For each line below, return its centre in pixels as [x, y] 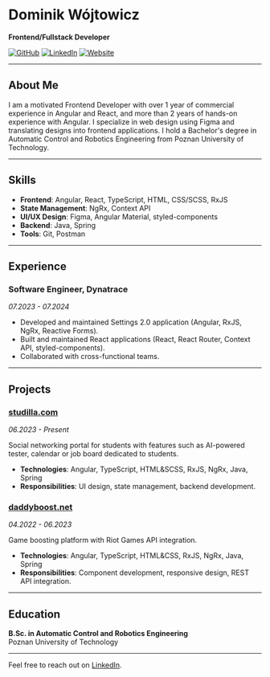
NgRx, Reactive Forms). [59, 331]
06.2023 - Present [39, 429]
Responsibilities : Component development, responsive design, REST [134, 573]
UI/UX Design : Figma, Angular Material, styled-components [119, 216]
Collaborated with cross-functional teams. [90, 357]
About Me [33, 86]
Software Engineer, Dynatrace [68, 289]
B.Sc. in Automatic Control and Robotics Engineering [98, 634]
